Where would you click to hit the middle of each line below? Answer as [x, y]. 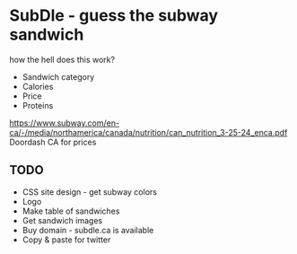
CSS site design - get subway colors [89, 192]
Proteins [38, 105]
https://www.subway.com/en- [64, 123]
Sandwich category [58, 76]
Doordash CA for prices [53, 142]
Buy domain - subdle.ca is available [88, 230]
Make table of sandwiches [71, 211]
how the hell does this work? [62, 59]
